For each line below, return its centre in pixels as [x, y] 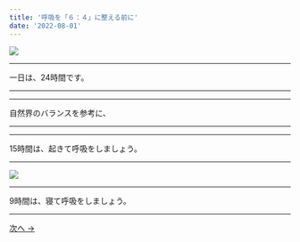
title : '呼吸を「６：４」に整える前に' [74, 17]
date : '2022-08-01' [46, 26]
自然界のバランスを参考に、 [60, 113]
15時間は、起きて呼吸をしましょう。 [76, 149]
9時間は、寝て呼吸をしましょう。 [70, 200]
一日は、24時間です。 [49, 77]
